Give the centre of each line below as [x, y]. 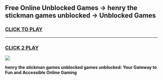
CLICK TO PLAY [24, 30]
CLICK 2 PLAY [22, 48]
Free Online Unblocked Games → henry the [71, 8]
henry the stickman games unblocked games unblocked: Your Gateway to [81, 67]
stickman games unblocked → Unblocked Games [81, 16]
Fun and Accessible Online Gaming [41, 72]
